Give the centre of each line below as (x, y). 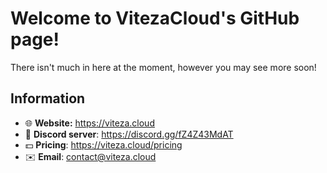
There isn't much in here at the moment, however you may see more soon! (163, 67)
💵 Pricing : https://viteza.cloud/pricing (103, 144)
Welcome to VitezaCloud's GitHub (155, 18)
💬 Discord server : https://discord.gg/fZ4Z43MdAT (129, 134)
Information (48, 98)
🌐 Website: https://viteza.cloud (89, 123)
